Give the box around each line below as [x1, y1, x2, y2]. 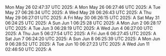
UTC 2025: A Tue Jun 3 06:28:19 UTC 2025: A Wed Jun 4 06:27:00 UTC [5, 25, 153, 31]
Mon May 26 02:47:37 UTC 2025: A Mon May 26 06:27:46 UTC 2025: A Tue [5, 4, 161, 10]
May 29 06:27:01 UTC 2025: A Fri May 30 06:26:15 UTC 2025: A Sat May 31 [5, 15, 160, 20]
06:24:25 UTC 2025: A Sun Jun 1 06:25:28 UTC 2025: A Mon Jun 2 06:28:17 [5, 20, 162, 26]
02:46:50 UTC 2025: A [5, 47, 52, 52]
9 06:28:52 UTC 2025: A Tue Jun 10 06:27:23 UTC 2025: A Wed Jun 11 [5, 41, 150, 47]
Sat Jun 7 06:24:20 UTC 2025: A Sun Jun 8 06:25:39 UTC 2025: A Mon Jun [5, 36, 160, 42]
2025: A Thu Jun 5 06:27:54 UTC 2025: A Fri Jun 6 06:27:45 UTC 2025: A [5, 31, 157, 36]
